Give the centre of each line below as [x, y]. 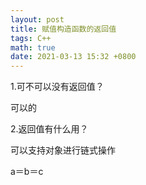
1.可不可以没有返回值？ [57, 87]
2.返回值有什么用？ [49, 129]
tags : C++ [31, 38]
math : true [33, 47]
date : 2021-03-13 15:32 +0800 [73, 57]
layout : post [37, 19]
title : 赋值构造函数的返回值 [63, 29]
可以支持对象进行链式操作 [63, 150]
